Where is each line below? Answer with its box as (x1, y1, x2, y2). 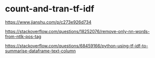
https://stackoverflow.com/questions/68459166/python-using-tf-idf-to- (5, 43, 148, 48)
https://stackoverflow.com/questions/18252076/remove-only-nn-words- (5, 28, 150, 34)
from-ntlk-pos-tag (5, 34, 41, 39)
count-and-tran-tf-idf (5, 3, 95, 14)
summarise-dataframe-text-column (5, 48, 76, 54)
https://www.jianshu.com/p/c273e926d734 (5, 19, 91, 25)
